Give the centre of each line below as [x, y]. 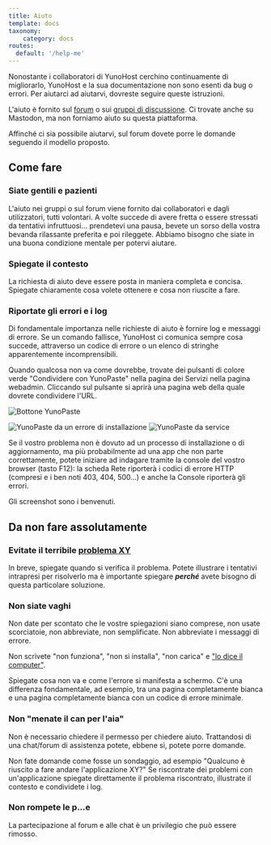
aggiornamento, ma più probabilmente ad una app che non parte [116, 452]
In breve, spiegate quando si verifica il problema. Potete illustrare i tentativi [133, 567]
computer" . [27, 665]
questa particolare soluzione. [57, 584]
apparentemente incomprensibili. [64, 355]
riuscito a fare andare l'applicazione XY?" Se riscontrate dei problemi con [131, 769]
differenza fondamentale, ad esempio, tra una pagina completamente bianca [136, 690]
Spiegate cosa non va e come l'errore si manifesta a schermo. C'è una [125, 681]
